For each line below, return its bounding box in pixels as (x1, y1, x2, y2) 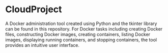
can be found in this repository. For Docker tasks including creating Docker (5, 25, 163, 32)
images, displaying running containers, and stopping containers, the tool (5, 37, 157, 43)
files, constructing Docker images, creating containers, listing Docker (5, 31, 151, 37)
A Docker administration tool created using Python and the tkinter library (5, 20, 157, 26)
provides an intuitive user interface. (5, 42, 80, 48)
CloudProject (5, 4, 62, 15)
